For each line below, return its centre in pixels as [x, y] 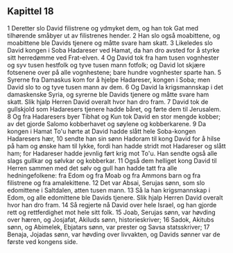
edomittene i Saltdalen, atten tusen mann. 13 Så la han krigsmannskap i [109, 190]
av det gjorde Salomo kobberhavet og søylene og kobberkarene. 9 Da [107, 123]
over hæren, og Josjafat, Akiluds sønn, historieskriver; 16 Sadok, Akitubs [111, 219]
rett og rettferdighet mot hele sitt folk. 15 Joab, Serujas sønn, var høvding [112, 212]
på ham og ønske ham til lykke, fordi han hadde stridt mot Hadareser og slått [116, 146]
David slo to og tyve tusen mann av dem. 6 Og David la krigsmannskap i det [115, 87]
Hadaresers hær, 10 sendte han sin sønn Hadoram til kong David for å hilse [114, 139]
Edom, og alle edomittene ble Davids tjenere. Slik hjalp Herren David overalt [115, 198]
